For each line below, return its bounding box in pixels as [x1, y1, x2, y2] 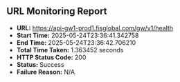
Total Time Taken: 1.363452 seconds [16, 45, 124, 54]
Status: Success [16, 60, 64, 68]
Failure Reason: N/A [16, 68, 75, 76]
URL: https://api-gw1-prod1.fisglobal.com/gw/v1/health [16, 23, 174, 32]
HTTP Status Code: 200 [16, 53, 87, 61]
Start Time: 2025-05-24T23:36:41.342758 [16, 31, 139, 39]
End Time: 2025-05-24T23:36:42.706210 [16, 38, 136, 47]
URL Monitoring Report [6, 6, 108, 17]
